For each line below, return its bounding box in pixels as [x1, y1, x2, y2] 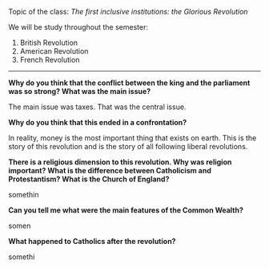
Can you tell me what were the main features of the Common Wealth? [8, 205, 244, 215]
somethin [8, 190, 39, 199]
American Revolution [19, 47, 89, 55]
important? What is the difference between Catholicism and [8, 166, 212, 175]
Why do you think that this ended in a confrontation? [8, 118, 187, 127]
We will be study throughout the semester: [8, 22, 148, 31]
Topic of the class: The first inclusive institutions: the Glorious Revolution [8, 7, 248, 16]
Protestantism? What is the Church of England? [8, 174, 170, 184]
